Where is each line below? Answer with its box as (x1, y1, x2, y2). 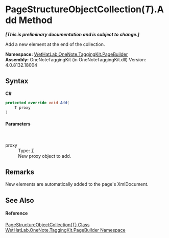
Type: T (18, 147, 34, 154)
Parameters (5, 121, 31, 127)
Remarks (5, 168, 35, 176)
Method (18, 14, 53, 26)
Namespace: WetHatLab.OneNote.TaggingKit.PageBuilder (5, 51, 128, 57)
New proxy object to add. (18, 153, 71, 159)
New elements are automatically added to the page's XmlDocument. (5, 181, 149, 187)
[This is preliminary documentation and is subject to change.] (5, 31, 139, 37)
